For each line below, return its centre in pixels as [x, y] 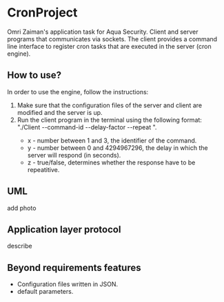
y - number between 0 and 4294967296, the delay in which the [118, 148]
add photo [22, 208]
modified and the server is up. [60, 112]
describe [20, 246]
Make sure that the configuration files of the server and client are [109, 105]
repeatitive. [43, 169]
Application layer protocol [64, 229]
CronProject [42, 13]
